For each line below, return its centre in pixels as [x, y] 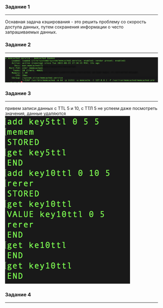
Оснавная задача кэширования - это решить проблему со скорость [76, 22]
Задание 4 [18, 294]
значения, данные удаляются [36, 114]
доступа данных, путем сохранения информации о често [64, 27]
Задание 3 [18, 93]
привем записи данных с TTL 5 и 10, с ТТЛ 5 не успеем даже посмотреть [81, 108]
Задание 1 [17, 7]
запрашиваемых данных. [31, 32]
